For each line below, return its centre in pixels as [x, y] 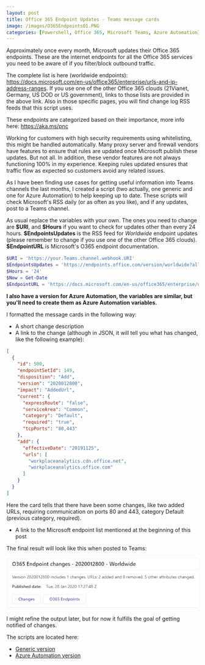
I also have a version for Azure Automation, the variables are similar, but [99, 296]
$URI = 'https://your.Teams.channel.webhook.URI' [71, 258]
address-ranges [27, 88]
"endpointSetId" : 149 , [46, 370]
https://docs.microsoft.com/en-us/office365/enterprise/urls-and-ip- [92, 82]
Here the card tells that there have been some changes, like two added [95, 505]
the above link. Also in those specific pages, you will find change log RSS [98, 102]
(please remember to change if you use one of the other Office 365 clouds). [102, 240]
